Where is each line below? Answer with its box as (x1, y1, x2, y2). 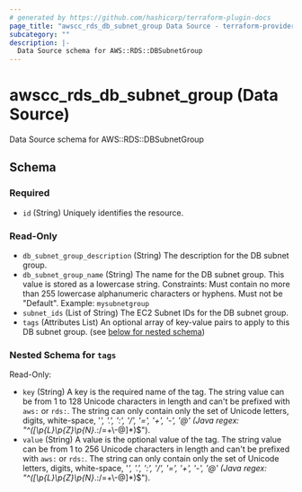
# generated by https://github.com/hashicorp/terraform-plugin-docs (9, 13, 271, 22)
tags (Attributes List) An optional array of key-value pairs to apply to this (22, 317, 290, 328)
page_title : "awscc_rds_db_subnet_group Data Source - (9, 22, 219, 31)
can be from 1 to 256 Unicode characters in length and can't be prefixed (22, 444, 290, 454)
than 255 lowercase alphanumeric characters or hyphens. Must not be (22, 288, 283, 299)
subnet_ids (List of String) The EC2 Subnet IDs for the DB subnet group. (22, 307, 289, 319)
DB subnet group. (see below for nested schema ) (22, 327, 205, 338)
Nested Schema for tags (9, 348, 117, 361)
